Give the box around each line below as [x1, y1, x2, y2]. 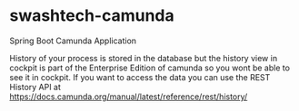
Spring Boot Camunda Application [9, 35, 137, 46]
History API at [9, 81, 62, 92]
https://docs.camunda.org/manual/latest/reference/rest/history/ [9, 91, 248, 102]
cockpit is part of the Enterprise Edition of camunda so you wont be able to [9, 62, 291, 73]
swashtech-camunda [9, 5, 174, 26]
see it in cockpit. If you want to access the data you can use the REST [9, 71, 271, 82]
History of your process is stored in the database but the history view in [9, 52, 278, 63]
